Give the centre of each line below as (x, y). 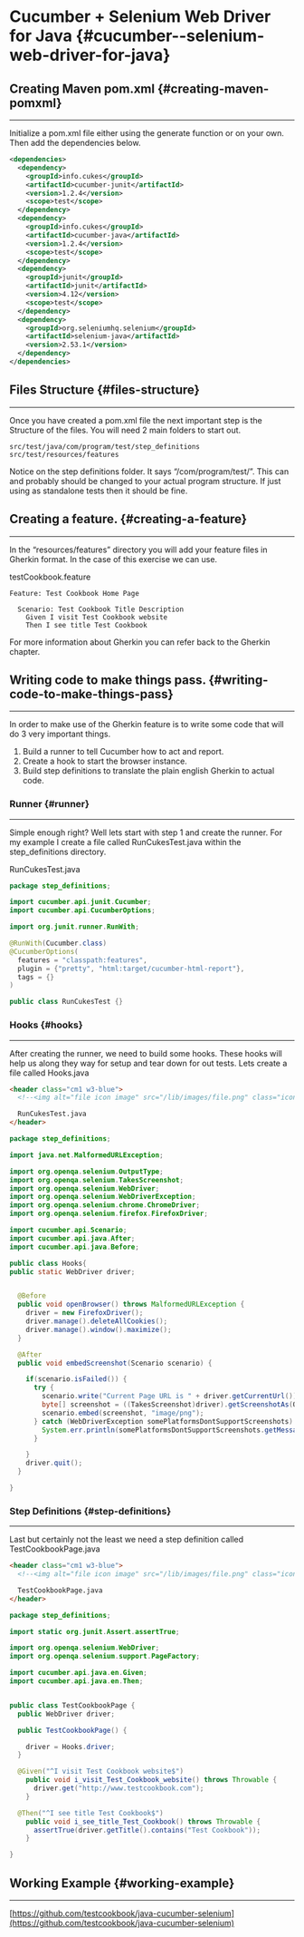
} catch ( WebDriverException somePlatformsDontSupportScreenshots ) (163, 1421)
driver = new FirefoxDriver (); (85, 1313)
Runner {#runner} (50, 804)
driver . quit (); (54, 1463)
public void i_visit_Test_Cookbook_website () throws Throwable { (152, 1780)
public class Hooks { (48, 1263)
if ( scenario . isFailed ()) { (76, 1379)
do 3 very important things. (60, 734)
